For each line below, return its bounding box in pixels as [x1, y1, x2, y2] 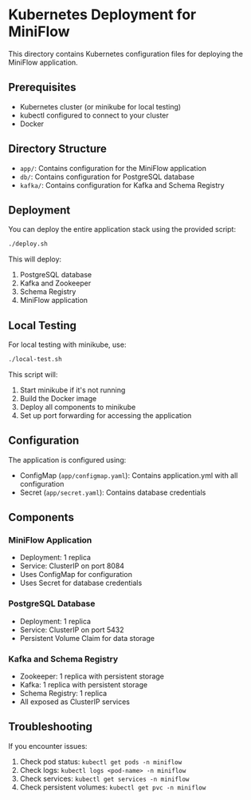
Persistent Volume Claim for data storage [19, 633, 155, 643]
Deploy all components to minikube [19, 402, 136, 412]
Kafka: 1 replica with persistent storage [19, 680, 148, 690]
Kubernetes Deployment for [8, 6, 197, 24]
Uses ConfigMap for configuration [19, 570, 133, 579]
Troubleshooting [8, 720, 93, 734]
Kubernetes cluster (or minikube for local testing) [19, 101, 182, 111]
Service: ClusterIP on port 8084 [19, 561, 125, 571]
